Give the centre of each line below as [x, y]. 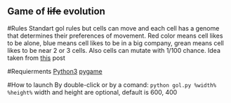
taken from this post [36, 58]
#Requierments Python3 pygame [55, 71]
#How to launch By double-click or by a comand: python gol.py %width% [112, 85]
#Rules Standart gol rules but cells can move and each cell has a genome [113, 28]
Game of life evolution [56, 11]
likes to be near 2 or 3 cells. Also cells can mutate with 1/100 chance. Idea [114, 50]
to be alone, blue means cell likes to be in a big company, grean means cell [116, 43]
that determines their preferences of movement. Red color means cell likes [115, 35]
